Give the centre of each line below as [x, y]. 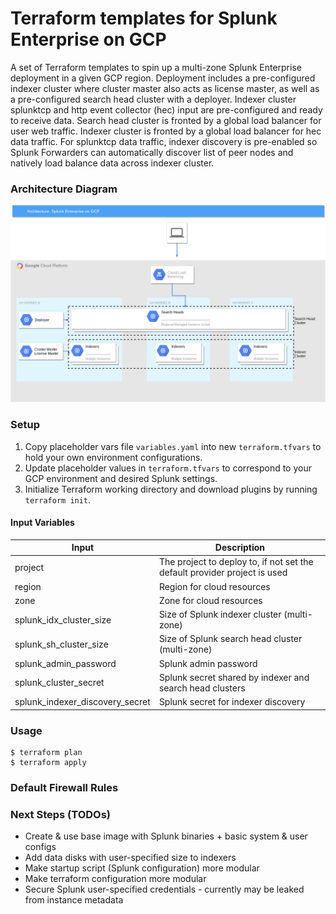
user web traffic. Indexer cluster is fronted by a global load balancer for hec [166, 131]
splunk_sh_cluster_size [61, 644]
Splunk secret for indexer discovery [232, 702]
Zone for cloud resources [210, 600]
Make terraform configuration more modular [115, 879]
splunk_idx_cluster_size [63, 619]
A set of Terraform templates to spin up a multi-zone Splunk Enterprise [156, 67]
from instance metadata [74, 900]
